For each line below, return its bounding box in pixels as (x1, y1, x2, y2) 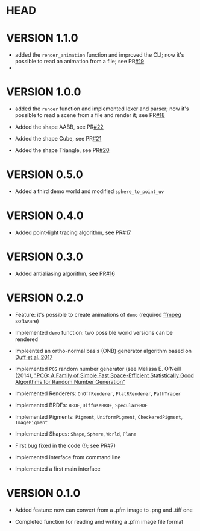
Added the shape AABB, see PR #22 (14, 123, 104, 130)
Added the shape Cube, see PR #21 (14, 135, 102, 142)
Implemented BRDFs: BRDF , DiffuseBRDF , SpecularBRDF (14, 401, 148, 409)
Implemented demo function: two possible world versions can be (14, 329, 173, 336)
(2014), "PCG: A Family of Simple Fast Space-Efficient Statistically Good (14, 372, 194, 379)
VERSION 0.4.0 (6, 209, 84, 223)
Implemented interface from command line (14, 453, 122, 460)
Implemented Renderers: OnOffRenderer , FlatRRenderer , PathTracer (14, 390, 181, 397)
